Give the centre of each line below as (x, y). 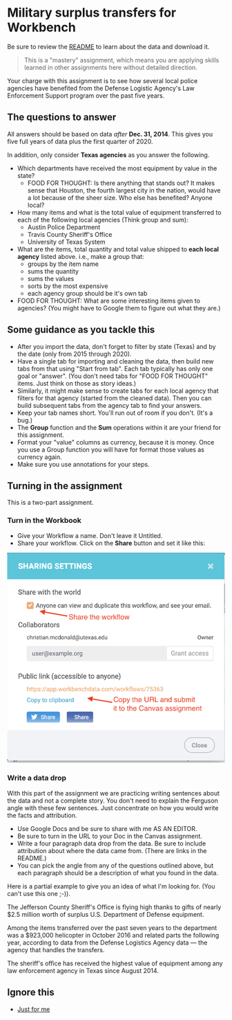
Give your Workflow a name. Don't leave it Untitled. (90, 535)
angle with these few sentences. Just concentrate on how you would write (113, 807)
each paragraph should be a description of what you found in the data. (118, 873)
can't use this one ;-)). (39, 893)
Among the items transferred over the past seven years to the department (112, 928)
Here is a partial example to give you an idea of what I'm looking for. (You (111, 886)
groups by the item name (63, 264)
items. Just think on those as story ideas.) (77, 383)
